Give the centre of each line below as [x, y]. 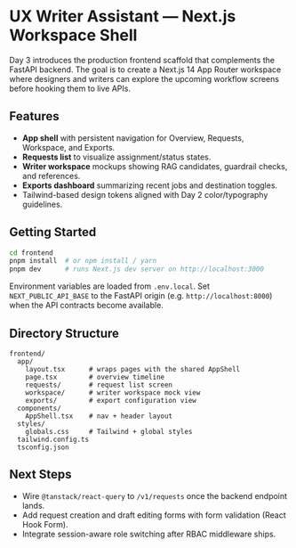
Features [34, 116]
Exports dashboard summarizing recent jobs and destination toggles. [150, 185]
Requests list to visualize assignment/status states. [116, 157]
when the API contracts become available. [87, 306]
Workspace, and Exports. [68, 147]
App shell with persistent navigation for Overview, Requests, [133, 138]
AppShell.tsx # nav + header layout [99, 416]
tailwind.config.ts [53, 439]
